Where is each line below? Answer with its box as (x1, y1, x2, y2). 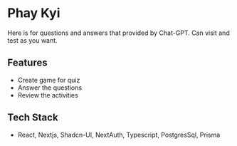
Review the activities (17, 90, 78, 99)
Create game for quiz (17, 75, 80, 84)
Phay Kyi (7, 5, 60, 21)
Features (7, 57, 48, 69)
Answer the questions (17, 83, 83, 92)
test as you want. (7, 36, 58, 44)
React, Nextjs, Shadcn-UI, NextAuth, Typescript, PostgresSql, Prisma (17, 130, 221, 139)
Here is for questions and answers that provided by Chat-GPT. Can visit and (7, 28, 230, 37)
